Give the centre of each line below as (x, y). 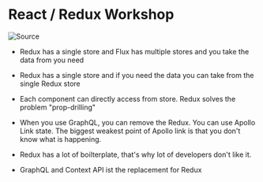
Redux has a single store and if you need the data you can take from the (137, 75)
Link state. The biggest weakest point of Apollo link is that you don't (130, 131)
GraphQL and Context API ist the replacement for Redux (111, 169)
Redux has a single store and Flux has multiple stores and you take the (134, 51)
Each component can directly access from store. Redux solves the (128, 98)
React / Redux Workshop (91, 15)
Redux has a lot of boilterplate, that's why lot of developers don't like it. (135, 154)
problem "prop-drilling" (58, 107)
